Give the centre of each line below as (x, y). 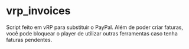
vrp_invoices (38, 11)
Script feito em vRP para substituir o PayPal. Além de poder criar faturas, (94, 27)
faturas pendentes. (29, 40)
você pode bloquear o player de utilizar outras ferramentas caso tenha (92, 33)
